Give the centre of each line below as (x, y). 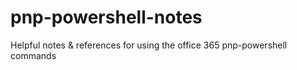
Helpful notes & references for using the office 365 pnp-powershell (149, 45)
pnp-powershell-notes (106, 17)
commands (33, 55)
